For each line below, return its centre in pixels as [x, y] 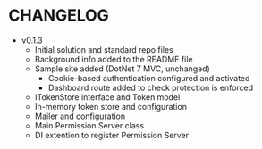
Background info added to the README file [114, 59]
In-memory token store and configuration [110, 106]
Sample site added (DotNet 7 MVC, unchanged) [123, 69]
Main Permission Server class [89, 125]
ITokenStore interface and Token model [107, 97]
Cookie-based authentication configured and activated [149, 78]
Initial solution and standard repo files [104, 49]
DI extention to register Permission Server [112, 135]
